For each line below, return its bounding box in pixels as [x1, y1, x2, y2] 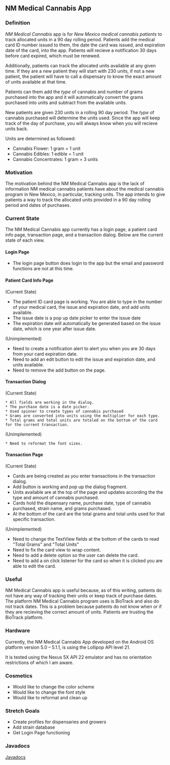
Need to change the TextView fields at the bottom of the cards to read [12, 536, 159, 542]
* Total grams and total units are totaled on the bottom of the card [5, 417, 158, 423]
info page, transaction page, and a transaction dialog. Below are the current [5, 232, 163, 238]
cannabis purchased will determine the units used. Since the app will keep [5, 115, 160, 121]
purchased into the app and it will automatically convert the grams [5, 94, 144, 100]
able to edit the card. [12, 563, 56, 569]
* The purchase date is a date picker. [5, 404, 90, 409]
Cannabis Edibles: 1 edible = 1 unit [12, 150, 84, 157]
